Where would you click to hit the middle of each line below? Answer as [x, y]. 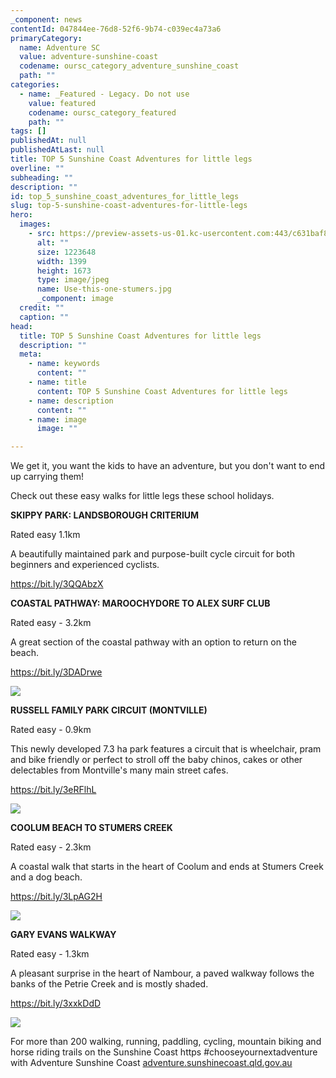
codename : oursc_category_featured [102, 112]
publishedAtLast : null [57, 150]
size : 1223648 [66, 252]
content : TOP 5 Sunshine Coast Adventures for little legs [162, 391]
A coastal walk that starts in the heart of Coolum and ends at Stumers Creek [167, 867]
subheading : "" [42, 177]
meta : [31, 354]
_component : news [46, 19]
